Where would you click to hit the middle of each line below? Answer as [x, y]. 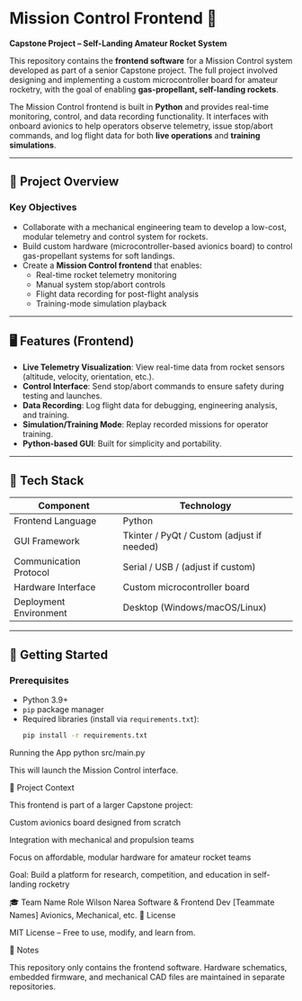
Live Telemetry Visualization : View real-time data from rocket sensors [153, 367]
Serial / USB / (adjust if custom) [189, 568]
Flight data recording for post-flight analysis [117, 294]
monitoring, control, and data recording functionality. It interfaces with [139, 116]
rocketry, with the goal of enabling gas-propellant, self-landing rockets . [144, 89]
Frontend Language [55, 521]
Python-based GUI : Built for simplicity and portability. [122, 443]
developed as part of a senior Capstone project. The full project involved [144, 70]
